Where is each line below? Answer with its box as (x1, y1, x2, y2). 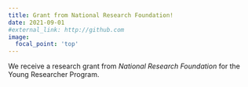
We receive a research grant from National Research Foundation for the (8, 61, 241, 71)
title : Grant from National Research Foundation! (8, 11, 174, 19)
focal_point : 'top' (15, 40, 79, 48)
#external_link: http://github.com (8, 26, 125, 33)
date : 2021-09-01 (8, 19, 65, 26)
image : (8, 33, 30, 41)
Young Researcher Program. (8, 70, 100, 79)
